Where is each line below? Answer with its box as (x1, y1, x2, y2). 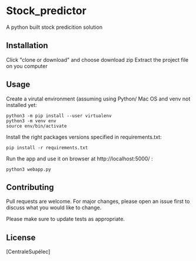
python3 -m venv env (6, 118, 57, 124)
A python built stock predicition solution (6, 24, 103, 31)
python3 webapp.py (6, 166, 51, 172)
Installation (6, 41, 48, 51)
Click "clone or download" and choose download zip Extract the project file (6, 56, 189, 63)
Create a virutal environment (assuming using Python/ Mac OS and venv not (6, 95, 191, 102)
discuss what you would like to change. (6, 204, 102, 211)
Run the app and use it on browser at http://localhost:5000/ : (6, 155, 153, 162)
